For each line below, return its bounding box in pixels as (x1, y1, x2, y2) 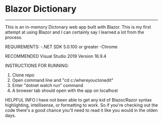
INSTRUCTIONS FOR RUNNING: (5, 62, 69, 69)
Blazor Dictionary (5, 3, 77, 15)
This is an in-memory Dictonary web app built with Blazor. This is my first (5, 24, 151, 30)
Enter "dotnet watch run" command (12, 82, 83, 88)
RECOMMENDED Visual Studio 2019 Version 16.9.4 (5, 53, 107, 59)
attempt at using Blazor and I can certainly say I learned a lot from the (5, 29, 145, 35)
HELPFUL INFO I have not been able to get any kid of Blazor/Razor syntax (5, 97, 152, 103)
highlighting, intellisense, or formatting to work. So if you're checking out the (5, 102, 158, 108)
